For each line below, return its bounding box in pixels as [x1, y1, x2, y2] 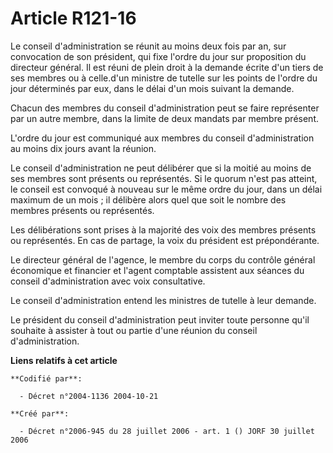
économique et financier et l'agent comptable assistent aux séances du [10, 264, 305, 276]
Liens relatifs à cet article [10, 354, 118, 366]
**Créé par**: [10, 408, 70, 419]
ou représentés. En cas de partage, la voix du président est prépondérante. [10, 234, 320, 246]
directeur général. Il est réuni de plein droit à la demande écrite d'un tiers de [10, 61, 324, 73]
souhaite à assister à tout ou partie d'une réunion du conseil [10, 324, 258, 336]
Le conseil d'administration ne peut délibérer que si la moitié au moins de [10, 162, 312, 174]
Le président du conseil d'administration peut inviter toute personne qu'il [10, 313, 310, 326]
